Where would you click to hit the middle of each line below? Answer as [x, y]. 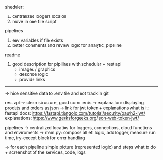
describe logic [33, 74]
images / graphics [37, 69]
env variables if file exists [37, 40]
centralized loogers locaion [39, 16]
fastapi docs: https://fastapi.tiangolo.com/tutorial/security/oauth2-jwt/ [75, 113]
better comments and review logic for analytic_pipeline [67, 45]
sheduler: [15, 7]
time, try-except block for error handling [45, 138]
